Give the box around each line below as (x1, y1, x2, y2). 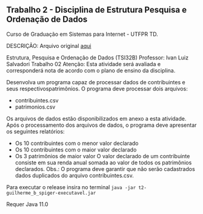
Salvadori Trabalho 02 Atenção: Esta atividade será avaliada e (6, 60, 161, 67)
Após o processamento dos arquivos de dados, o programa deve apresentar (6, 121, 197, 129)
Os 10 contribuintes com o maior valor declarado (15, 145, 137, 153)
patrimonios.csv (15, 103, 56, 110)
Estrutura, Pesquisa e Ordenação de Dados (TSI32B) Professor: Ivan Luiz (6, 54, 189, 61)
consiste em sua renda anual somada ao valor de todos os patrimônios (15, 159, 192, 166)
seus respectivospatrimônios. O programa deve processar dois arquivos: (6, 85, 188, 92)
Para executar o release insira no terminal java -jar (6, 183, 136, 190)
